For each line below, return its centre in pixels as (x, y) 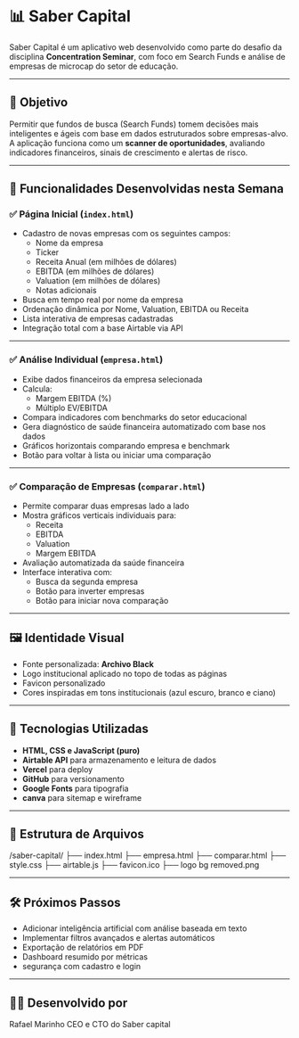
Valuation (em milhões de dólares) (98, 281)
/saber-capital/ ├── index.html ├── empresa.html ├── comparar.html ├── (148, 855)
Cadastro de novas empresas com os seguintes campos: (126, 234)
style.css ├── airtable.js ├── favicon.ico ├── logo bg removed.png (134, 865)
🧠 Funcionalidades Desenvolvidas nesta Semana (147, 189)
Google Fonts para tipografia (75, 788)
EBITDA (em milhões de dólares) (95, 271)
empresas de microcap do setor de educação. (94, 66)
